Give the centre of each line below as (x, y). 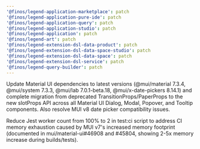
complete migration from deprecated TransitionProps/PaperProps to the (95, 97)
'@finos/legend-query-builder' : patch (54, 67)
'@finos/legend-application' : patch (52, 34)
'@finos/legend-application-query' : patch (60, 23)
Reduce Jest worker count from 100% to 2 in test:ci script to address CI (94, 121)
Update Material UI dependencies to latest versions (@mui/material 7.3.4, (96, 84)
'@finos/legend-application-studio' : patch (61, 28)
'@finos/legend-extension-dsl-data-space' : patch (69, 56)
